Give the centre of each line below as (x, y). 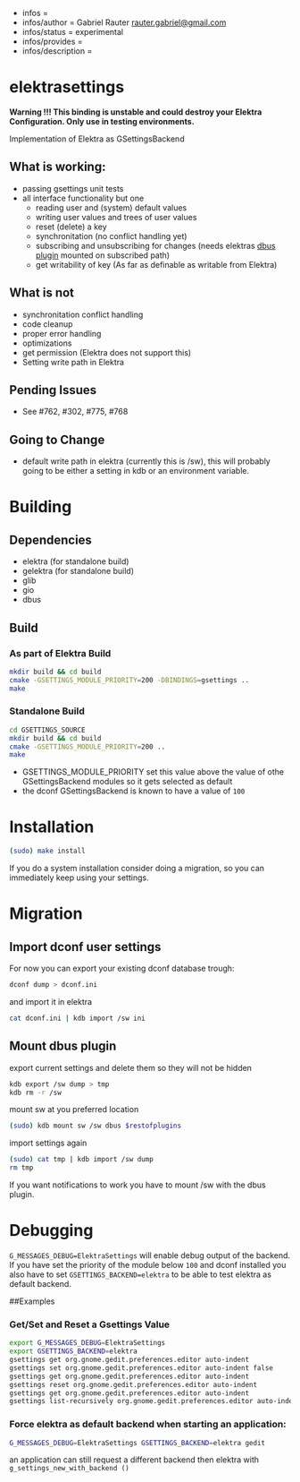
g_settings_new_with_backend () (69, 1469)
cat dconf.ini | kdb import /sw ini (77, 1018)
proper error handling (62, 333)
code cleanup (47, 324)
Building (41, 507)
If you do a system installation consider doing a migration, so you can (137, 869)
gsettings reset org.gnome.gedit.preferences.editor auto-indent (133, 1384)
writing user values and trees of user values (116, 217)
